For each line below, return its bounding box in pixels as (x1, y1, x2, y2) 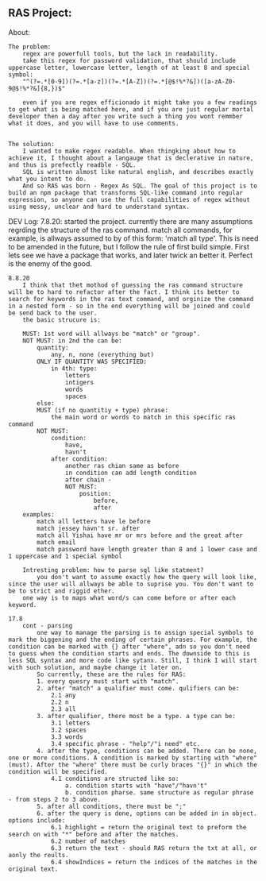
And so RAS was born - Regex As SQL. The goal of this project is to (22, 182, 258, 190)
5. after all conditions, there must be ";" (37, 802, 187, 810)
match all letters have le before (37, 517, 151, 525)
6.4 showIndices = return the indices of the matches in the (50, 858, 258, 866)
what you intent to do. (8, 175, 87, 183)
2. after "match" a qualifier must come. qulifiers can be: (37, 684, 240, 692)
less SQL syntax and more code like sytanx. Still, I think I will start (8, 656, 258, 664)
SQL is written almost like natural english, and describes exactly (22, 168, 254, 176)
